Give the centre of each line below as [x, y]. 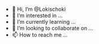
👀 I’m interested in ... [37, 15]
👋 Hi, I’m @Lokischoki [39, 9]
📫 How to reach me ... [40, 35]
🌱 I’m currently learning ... [44, 22]
